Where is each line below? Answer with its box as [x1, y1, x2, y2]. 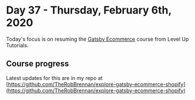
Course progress [6, 59, 69, 69]
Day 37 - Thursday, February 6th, [6, 4, 172, 17]
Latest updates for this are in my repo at [6, 74, 103, 81]
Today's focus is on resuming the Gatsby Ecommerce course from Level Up [6, 35, 189, 42]
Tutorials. [6, 42, 29, 49]
